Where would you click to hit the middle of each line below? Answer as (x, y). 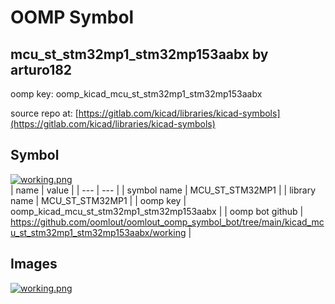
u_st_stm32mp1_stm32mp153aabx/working (98, 232)
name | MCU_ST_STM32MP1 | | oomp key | (98, 200)
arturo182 (41, 69)
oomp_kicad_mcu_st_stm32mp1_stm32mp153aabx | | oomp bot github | (157, 211)
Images (34, 264)
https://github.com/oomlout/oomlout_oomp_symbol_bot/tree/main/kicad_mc (167, 222)
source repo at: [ (44, 113)
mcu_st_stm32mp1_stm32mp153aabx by (139, 54)
